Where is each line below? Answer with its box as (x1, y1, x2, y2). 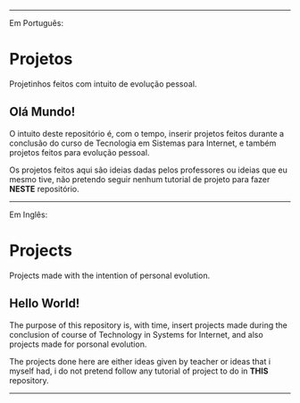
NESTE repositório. (9, 183, 80, 194)
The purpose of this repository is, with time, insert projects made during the (9, 319, 287, 331)
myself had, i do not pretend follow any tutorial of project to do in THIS (9, 365, 269, 376)
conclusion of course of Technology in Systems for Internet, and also (9, 329, 263, 340)
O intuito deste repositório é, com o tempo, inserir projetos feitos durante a (9, 128, 284, 139)
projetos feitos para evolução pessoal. (9, 147, 150, 157)
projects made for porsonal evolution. (9, 339, 147, 349)
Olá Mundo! (9, 105, 76, 120)
